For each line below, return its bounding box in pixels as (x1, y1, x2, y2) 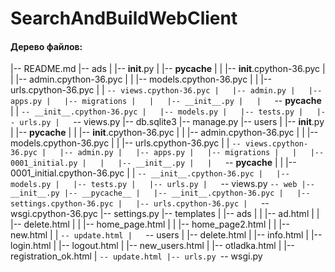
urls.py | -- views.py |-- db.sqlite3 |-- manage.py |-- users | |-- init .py (19, 116, 325, 128)
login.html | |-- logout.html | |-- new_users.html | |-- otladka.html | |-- (10, 240, 295, 252)
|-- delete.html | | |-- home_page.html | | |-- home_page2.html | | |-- (10, 218, 290, 231)
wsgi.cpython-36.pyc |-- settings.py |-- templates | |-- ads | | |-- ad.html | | (10, 208, 320, 220)
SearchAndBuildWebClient (10, 7, 238, 30)
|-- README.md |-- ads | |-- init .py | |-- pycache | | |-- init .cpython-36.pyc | (10, 63, 326, 75)
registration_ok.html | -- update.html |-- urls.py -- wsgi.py (10, 250, 263, 262)
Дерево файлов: (10, 40, 83, 52)
